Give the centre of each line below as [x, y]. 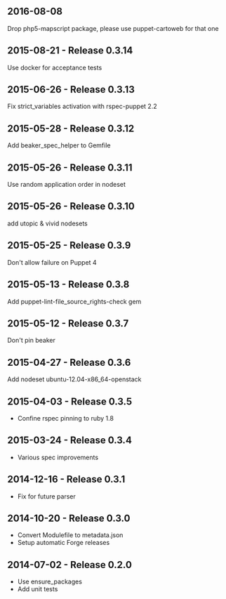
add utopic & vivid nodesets [47, 223]
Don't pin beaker [32, 341]
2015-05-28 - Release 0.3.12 [71, 128]
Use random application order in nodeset [67, 185]
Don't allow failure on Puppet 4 [52, 262]
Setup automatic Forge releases [64, 543]
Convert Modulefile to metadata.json [70, 535]
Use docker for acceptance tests [55, 67]
